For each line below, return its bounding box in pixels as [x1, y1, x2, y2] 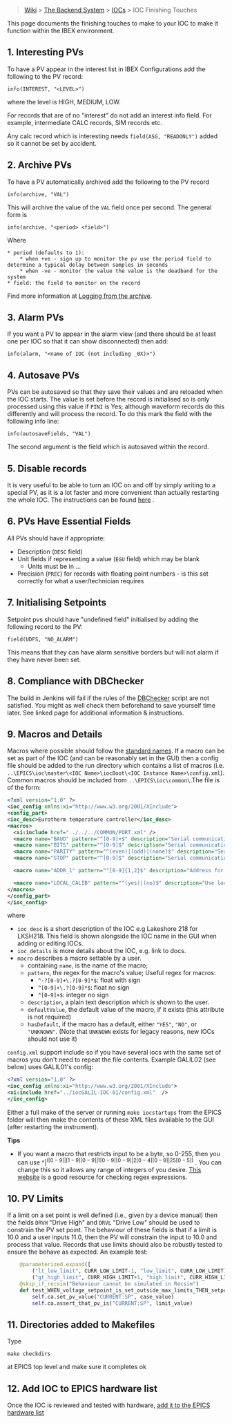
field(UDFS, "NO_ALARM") [7, 636, 79, 643]
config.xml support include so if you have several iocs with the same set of [7, 1048, 222, 1057]
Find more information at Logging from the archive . [7, 292, 153, 300]
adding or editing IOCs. [17, 939, 84, 948]
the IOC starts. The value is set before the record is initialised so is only [7, 395, 210, 404]
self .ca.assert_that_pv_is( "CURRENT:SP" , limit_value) [32, 1299, 193, 1307]
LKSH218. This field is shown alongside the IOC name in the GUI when [17, 932, 217, 941]
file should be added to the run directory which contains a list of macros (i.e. [7, 762, 224, 770]
